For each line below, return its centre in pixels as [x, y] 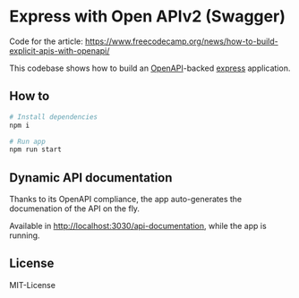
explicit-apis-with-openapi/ [60, 50]
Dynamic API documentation [91, 178]
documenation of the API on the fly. [75, 209]
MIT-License [33, 285]
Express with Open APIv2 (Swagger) [148, 17]
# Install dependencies [54, 117]
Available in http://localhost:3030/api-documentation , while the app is [138, 226]
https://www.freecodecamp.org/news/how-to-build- [182, 41]
